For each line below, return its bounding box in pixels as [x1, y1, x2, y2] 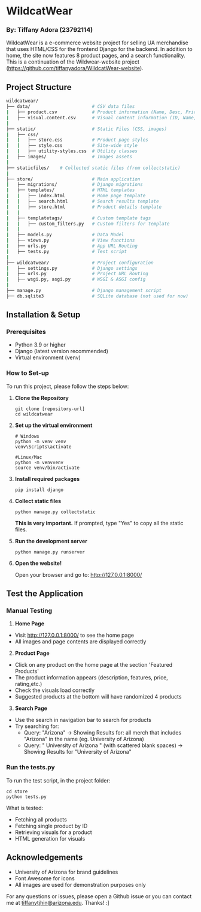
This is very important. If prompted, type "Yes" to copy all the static [14, 519, 184, 526]
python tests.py [6, 793, 47, 800]
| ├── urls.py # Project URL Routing [6, 271, 148, 277]
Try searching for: [14, 723, 59, 730]
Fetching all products [14, 815, 67, 823]
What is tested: [6, 804, 44, 811]
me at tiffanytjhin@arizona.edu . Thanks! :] [6, 899, 109, 906]
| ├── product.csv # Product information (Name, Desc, [6, 109, 184, 115]
